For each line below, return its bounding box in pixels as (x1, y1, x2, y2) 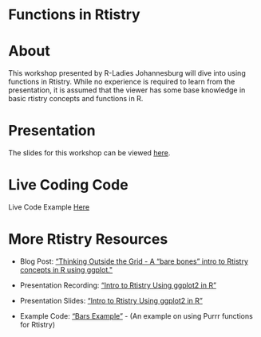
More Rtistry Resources (8, 230, 168, 249)
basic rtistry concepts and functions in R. (8, 94, 144, 104)
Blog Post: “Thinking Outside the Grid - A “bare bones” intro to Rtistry (19, 257, 249, 266)
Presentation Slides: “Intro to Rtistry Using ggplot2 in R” (19, 296, 204, 305)
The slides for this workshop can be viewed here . (8, 148, 171, 158)
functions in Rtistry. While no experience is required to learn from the (8, 77, 235, 87)
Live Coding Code (8, 176, 129, 194)
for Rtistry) (19, 319, 56, 329)
